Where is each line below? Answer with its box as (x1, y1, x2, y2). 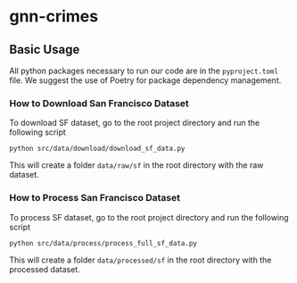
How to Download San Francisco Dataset (9, 96, 189, 109)
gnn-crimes (9, 6, 99, 27)
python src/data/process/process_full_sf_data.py (9, 238, 198, 247)
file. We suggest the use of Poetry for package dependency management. (9, 75, 282, 86)
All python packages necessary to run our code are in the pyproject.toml (9, 65, 279, 76)
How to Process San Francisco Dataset (9, 192, 181, 204)
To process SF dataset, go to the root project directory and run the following (9, 212, 289, 222)
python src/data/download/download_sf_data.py (9, 145, 186, 154)
